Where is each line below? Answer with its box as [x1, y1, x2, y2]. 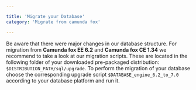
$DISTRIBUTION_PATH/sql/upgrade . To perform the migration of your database [6, 64, 191, 71]
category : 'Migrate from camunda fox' [6, 19, 101, 25]
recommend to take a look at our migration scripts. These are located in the [6, 52, 188, 59]
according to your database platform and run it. [6, 77, 120, 84]
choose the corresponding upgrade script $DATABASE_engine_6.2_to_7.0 [6, 71, 179, 78]
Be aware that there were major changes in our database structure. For [6, 40, 177, 47]
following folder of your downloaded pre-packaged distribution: [6, 59, 160, 66]
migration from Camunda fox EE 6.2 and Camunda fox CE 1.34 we [6, 46, 167, 53]
